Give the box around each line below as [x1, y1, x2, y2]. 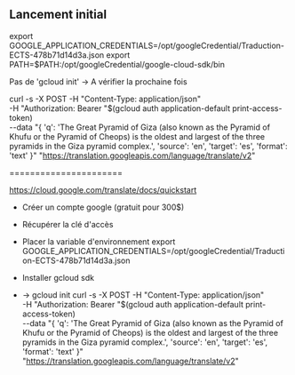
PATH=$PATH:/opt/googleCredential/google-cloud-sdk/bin [9, 59, 225, 69]
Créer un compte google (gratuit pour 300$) [21, 202, 185, 212]
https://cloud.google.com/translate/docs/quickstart [9, 184, 197, 195]
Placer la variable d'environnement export [21, 235, 176, 247]
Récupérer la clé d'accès [21, 219, 114, 229]
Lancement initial [9, 7, 108, 22]
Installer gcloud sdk [21, 272, 95, 283]
